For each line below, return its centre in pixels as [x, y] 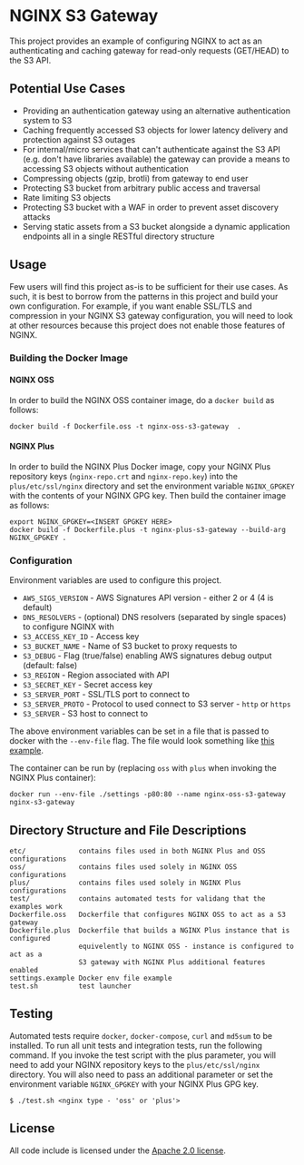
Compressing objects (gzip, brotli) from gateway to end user [135, 178]
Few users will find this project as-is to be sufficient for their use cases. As [149, 286]
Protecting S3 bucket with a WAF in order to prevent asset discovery [151, 207]
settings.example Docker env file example [91, 978]
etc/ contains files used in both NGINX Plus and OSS [137, 851]
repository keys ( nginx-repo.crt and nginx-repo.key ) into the [124, 476]
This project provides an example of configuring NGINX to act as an [136, 41]
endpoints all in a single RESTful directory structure [118, 236]
